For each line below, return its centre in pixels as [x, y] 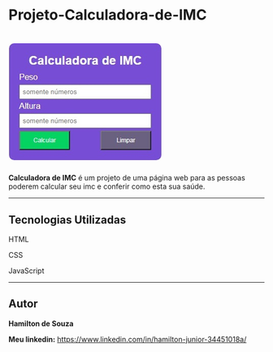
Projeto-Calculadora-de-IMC [108, 15]
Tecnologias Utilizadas [67, 220]
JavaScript [26, 271]
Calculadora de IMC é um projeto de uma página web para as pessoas [127, 178]
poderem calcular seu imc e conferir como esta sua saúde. [107, 187]
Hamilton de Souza [41, 324]
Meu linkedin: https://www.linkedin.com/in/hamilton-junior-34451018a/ [128, 339]
